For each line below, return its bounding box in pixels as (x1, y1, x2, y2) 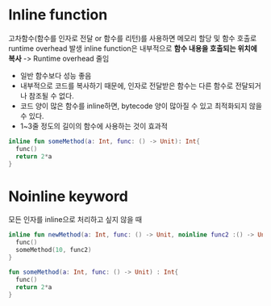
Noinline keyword (8, 187, 129, 205)
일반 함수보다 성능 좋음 (19, 70, 92, 80)
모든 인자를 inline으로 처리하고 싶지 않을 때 (8, 215, 143, 224)
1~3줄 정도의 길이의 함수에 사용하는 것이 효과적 (19, 121, 168, 131)
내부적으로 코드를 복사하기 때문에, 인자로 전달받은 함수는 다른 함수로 (19, 81, 234, 90)
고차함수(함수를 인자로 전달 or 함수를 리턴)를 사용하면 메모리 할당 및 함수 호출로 (8, 33, 257, 43)
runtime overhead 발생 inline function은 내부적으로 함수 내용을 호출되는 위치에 (8, 43, 258, 53)
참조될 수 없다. (28, 90, 74, 100)
